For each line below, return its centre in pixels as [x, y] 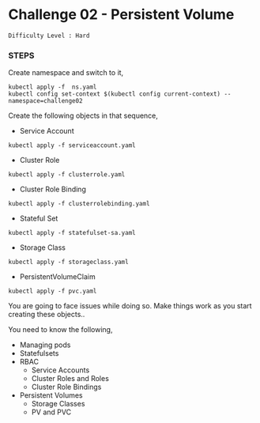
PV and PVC [51, 412]
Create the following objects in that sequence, [83, 115]
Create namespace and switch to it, [66, 73]
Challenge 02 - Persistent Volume [121, 15]
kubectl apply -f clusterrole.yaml [67, 175]
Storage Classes [58, 404]
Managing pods [45, 345]
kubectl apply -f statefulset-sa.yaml [72, 233]
